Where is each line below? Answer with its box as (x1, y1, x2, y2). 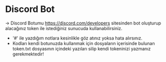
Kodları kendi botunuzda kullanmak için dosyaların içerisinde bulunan (12, 40, 155, 46)
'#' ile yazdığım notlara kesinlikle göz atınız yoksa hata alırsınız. (12, 35, 142, 41)
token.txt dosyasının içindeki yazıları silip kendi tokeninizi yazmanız (12, 45, 151, 51)
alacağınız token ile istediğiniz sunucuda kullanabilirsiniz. (5, 25, 122, 31)
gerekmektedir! (12, 51, 44, 57)
